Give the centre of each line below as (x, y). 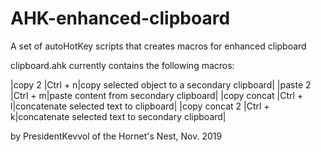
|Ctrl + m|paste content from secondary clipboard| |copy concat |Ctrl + (157, 95)
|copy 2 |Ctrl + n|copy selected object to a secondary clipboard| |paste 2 (161, 84)
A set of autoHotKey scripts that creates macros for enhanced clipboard (158, 46)
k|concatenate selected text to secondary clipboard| (118, 116)
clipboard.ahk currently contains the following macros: (122, 65)
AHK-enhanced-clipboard (120, 18)
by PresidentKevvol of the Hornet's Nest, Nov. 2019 (116, 136)
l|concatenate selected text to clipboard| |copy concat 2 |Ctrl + (140, 106)
